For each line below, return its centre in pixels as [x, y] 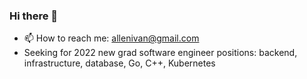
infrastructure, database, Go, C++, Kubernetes [119, 63]
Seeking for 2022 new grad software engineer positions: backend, [160, 53]
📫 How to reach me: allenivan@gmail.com [111, 38]
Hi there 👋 [34, 16]
